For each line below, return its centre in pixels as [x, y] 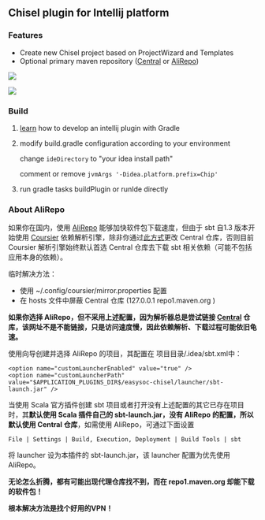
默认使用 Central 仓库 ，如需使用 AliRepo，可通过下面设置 [101, 425]
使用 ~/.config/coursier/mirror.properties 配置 [93, 291]
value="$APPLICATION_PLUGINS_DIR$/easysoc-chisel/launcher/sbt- [116, 383]
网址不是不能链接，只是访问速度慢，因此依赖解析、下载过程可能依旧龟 [143, 327]
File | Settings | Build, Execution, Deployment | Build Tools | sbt [125, 440]
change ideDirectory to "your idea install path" [96, 158]
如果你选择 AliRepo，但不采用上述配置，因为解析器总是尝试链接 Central [125, 318]
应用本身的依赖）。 [37, 257]
